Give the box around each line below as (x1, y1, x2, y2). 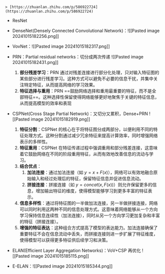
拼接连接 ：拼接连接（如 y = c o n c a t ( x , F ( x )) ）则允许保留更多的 (27, 182, 153, 187)
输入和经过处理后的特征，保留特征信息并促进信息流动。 (31, 176, 144, 182)
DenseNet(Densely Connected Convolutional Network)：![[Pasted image (12, 28, 160, 33)
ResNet (12, 18, 28, 23)
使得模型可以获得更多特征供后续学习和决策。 (19, 237, 111, 243)
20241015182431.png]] (12, 60, 59, 65)
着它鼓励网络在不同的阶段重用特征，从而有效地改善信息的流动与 (19, 151, 149, 157)
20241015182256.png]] (12, 33, 59, 39)
